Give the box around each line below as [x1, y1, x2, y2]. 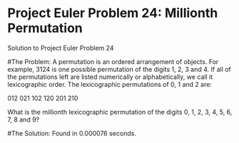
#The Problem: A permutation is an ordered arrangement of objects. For [7, 57, 219, 65]
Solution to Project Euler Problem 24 [7, 43, 114, 52]
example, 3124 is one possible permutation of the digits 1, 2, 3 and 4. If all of [7, 65, 232, 73]
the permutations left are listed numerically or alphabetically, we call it [7, 73, 213, 81]
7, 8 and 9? [7, 115, 40, 124]
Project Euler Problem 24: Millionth [7, 5, 218, 21]
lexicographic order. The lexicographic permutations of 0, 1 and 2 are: [7, 80, 213, 88]
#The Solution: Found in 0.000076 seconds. [7, 129, 137, 137]
